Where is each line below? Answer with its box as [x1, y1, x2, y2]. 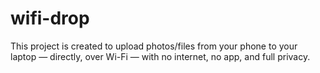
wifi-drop [10, 7, 90, 30]
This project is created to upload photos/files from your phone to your [10, 40, 298, 52]
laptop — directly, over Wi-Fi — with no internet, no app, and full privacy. [10, 50, 311, 62]
